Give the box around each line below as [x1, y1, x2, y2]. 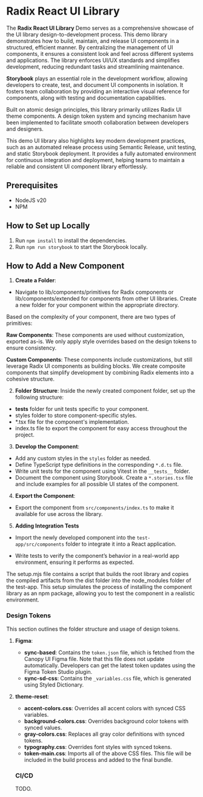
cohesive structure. [6, 375, 55, 383]
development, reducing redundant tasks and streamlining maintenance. [6, 63, 184, 70]
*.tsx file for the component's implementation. [15, 418, 129, 426]
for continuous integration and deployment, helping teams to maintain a [6, 156, 185, 163]
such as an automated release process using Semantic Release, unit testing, [6, 143, 197, 151]
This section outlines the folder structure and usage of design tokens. [6, 625, 180, 633]
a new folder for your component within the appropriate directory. [15, 302, 179, 309]
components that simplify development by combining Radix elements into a [6, 369, 194, 376]
